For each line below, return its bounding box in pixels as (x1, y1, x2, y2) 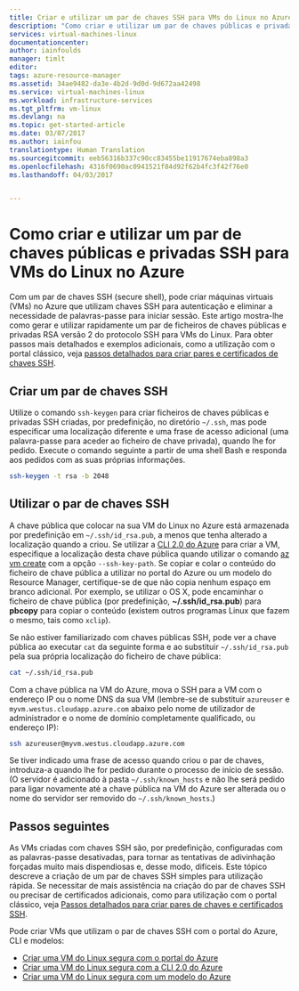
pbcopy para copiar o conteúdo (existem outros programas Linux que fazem (9, 605, 290, 615)
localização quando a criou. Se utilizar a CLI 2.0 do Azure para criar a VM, (9, 539, 280, 549)
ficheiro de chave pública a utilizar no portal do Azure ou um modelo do (9, 567, 272, 578)
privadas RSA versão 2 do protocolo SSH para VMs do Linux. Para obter (9, 329, 273, 340)
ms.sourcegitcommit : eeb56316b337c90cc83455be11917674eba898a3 (9, 153, 249, 163)
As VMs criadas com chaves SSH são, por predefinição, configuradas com (9, 842, 283, 853)
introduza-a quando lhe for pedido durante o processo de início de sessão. (9, 765, 285, 776)
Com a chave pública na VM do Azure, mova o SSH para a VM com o (9, 684, 263, 695)
